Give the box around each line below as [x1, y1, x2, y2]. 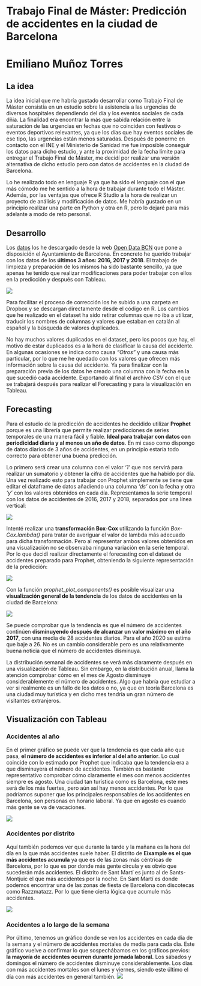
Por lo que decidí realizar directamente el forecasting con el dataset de [6, 550, 182, 558]
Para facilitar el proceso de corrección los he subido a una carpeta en [6, 299, 179, 305]
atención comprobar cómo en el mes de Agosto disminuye [6, 671, 151, 679]
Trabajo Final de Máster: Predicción [6, 4, 187, 18]
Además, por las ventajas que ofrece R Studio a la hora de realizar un [6, 191, 178, 199]
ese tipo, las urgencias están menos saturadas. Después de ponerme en [6, 135, 185, 142]
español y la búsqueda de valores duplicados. [6, 324, 120, 331]
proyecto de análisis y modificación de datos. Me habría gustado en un [6, 198, 182, 205]
